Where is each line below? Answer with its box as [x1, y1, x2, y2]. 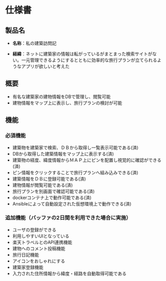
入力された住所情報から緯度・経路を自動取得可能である [12, 270, 126, 276]
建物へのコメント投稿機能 [12, 245, 65, 251]
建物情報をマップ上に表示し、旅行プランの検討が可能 [12, 99, 122, 105]
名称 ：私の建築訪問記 [12, 40, 56, 46]
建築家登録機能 [12, 264, 43, 270]
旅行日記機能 [12, 251, 39, 257]
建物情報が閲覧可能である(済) [12, 182, 73, 188]
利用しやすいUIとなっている [12, 233, 69, 239]
